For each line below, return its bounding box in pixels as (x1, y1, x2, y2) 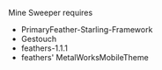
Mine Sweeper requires (8, 8, 93, 17)
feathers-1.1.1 (20, 43, 68, 53)
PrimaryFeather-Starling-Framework (20, 24, 153, 34)
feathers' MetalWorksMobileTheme (20, 52, 149, 62)
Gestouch (20, 34, 57, 44)
